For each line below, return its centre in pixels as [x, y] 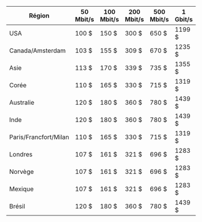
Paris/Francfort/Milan [39, 137]
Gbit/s [184, 19]
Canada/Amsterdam [38, 51]
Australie [22, 103]
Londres [21, 154]
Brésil [17, 206]
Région [39, 16]
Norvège [22, 172]
